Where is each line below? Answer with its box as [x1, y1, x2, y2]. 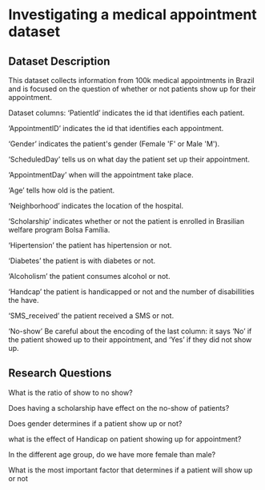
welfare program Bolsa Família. [8, 225, 110, 234]
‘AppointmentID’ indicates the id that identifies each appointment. [8, 124, 224, 133]
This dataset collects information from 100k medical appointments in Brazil [8, 76, 255, 85]
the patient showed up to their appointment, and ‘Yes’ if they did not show [8, 335, 252, 345]
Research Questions [8, 366, 112, 380]
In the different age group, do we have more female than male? [8, 449, 216, 459]
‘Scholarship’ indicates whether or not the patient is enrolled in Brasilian [8, 217, 245, 225]
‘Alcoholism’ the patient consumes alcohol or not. [8, 272, 171, 281]
